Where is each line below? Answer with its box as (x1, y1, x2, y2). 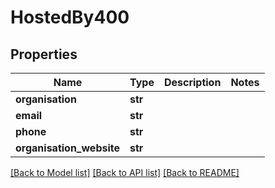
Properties (10, 46, 78, 63)
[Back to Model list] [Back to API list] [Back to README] (10, 167, 240, 178)
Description (163, 76, 222, 89)
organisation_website (15, 141, 120, 155)
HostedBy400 (10, 6, 130, 29)
